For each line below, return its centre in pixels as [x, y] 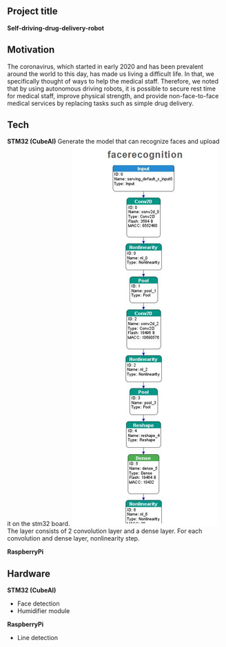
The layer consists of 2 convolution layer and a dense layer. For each [105, 531]
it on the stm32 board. [39, 524]
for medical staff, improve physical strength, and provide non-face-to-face [113, 95]
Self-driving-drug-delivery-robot [56, 28]
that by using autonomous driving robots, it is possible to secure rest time [111, 88]
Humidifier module [43, 611]
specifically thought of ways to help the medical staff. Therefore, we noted [113, 81]
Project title [33, 11]
